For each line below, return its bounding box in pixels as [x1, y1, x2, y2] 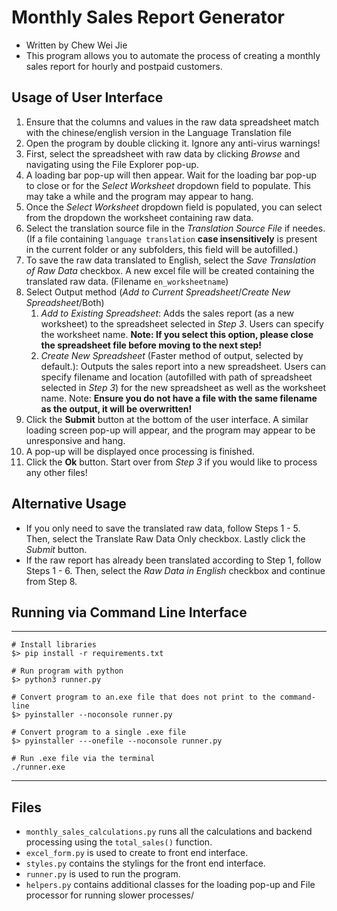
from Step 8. [25, 575, 78, 587]
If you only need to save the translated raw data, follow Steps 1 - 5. [25, 522, 301, 534]
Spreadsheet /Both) [25, 296, 105, 308]
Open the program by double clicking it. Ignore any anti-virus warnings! [25, 137, 321, 149]
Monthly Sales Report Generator [11, 6, 285, 29]
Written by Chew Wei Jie [25, 39, 128, 51]
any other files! [25, 466, 88, 478]
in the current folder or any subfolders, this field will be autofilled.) [25, 243, 299, 255]
